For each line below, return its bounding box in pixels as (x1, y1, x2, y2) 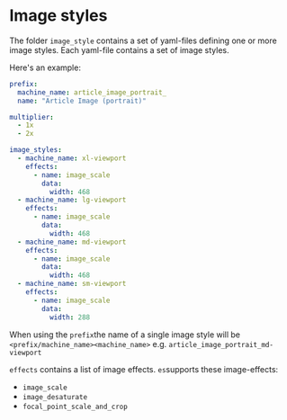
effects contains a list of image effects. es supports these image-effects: (9, 363, 279, 374)
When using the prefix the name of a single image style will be (9, 329, 241, 340)
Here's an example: (9, 62, 81, 73)
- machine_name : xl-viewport (17, 154, 127, 163)
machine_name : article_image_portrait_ (17, 87, 167, 97)
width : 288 (49, 312, 91, 322)
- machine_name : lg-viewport (17, 195, 127, 205)
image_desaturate (22, 392, 88, 401)
